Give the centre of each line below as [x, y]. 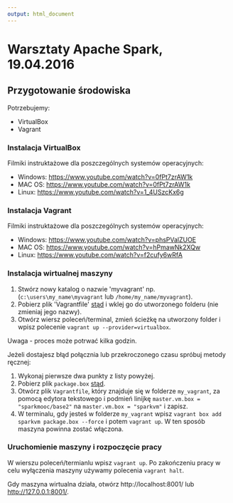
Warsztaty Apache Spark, [85, 49]
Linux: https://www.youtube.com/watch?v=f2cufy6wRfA [100, 255]
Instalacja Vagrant [40, 210]
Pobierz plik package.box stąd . [61, 383]
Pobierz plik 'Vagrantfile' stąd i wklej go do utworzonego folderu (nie [118, 304]
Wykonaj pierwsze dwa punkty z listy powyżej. [86, 375]
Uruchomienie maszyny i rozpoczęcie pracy [85, 447]
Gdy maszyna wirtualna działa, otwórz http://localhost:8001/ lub [101, 484]
